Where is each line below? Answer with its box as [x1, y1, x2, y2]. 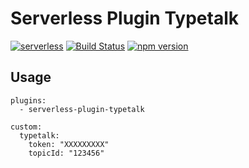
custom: [10, 122, 43, 132]
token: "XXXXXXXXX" [28, 139, 110, 149]
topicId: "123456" [28, 148, 105, 158]
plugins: [10, 95, 47, 106]
